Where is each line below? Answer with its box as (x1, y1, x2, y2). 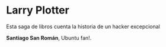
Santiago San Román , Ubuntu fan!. (6, 34, 92, 41)
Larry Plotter (6, 4, 69, 17)
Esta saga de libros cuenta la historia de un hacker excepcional (6, 23, 160, 30)
